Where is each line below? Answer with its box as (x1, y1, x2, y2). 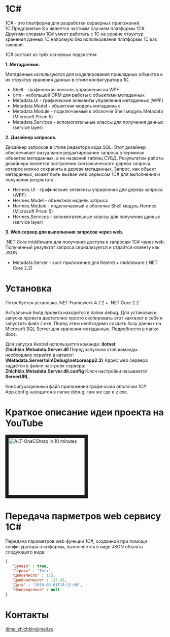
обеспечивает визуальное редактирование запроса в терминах (5, 149, 145, 155)
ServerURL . (5, 373, 30, 380)
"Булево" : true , (12, 564, 49, 569)
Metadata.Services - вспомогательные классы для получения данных (12, 119, 164, 125)
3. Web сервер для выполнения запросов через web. (5, 229, 124, 235)
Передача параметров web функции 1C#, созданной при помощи (5, 538, 147, 544)
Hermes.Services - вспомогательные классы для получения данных (12, 214, 160, 220)
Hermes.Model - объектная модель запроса (12, 197, 108, 203)
